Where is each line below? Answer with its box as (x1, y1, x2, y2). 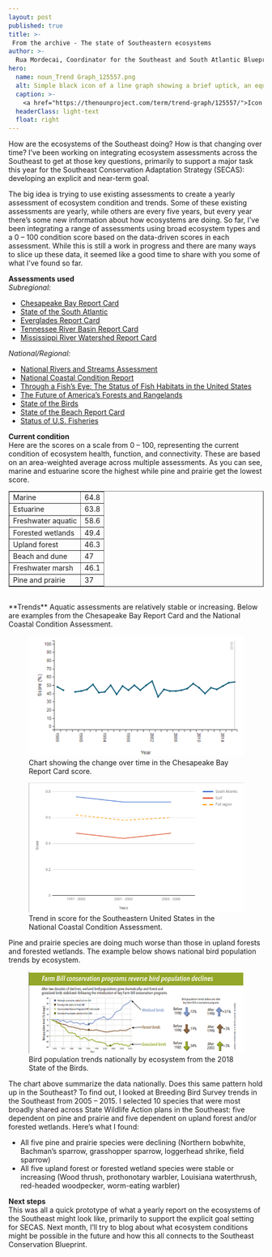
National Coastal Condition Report (19, 373, 134, 383)
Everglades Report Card (19, 316, 100, 325)
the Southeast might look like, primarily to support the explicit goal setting (8, 1214, 255, 1224)
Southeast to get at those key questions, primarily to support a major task (8, 157, 253, 166)
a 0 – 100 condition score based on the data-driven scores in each (8, 232, 230, 243)
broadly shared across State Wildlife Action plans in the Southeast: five (8, 1104, 245, 1115)
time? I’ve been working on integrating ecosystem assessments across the (8, 148, 257, 157)
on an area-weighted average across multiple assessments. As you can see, (8, 458, 263, 467)
